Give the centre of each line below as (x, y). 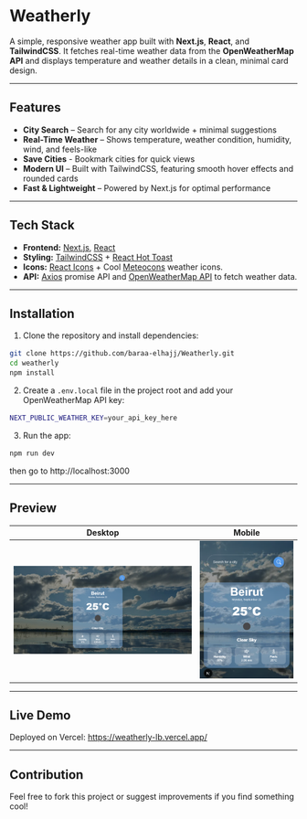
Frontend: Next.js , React (69, 247)
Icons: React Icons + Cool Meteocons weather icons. (123, 267)
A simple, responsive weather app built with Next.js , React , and (129, 41)
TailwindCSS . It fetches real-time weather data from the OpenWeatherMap (152, 50)
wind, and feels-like (60, 149)
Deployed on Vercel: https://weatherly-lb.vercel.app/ (108, 738)
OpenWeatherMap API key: (74, 400)
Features (35, 107)
